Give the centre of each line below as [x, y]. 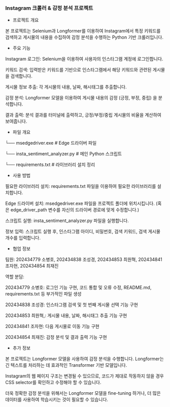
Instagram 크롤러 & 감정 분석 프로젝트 [49, 8]
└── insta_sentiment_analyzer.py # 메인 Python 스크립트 [64, 154]
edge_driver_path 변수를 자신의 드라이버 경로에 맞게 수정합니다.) [75, 210]
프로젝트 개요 [26, 20]
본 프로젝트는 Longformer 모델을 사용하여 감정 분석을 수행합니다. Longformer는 [84, 359]
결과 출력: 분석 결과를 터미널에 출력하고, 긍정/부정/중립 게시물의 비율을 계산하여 [83, 115]
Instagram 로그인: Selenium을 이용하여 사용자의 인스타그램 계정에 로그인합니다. [84, 59]
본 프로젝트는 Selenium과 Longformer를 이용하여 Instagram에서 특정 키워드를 [83, 31]
